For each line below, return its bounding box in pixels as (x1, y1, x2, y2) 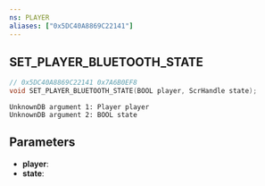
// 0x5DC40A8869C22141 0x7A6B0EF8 (9, 78, 138, 88)
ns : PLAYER (9, 13, 50, 22)
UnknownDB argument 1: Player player (9, 103, 150, 112)
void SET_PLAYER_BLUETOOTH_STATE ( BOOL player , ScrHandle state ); (9, 87, 257, 96)
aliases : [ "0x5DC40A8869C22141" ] (9, 21, 134, 30)
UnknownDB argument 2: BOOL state (9, 111, 138, 120)
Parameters (9, 135, 76, 150)
